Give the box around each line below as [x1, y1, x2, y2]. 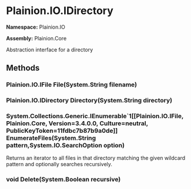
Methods [6, 63, 40, 73]
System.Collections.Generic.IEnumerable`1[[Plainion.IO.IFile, [6, 112, 184, 121]
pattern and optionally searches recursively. [6, 161, 113, 168]
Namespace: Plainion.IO [6, 23, 66, 30]
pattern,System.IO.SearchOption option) [6, 142, 125, 150]
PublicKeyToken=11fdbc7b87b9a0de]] [6, 127, 118, 135]
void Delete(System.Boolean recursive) [6, 176, 121, 184]
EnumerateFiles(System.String [6, 134, 96, 142]
